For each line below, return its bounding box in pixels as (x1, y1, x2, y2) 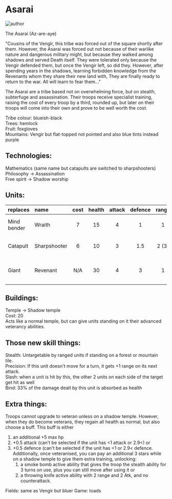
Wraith (34, 221, 51, 228)
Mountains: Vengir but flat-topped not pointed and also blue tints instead (5, 131, 159, 137)
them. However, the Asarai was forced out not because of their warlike (5, 46, 154, 52)
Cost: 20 (5, 313, 24, 319)
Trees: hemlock (5, 120, 38, 126)
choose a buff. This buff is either (5, 424, 74, 430)
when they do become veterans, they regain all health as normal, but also (5, 419, 160, 425)
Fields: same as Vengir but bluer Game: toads (5, 488, 101, 493)
